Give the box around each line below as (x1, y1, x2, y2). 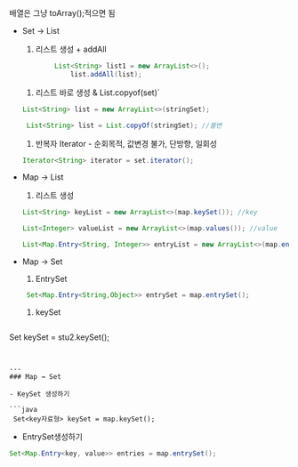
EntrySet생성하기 (21, 431, 83, 442)
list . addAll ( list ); (69, 69, 142, 78)
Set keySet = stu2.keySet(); (9, 332, 109, 342)
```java (9, 405, 38, 414)
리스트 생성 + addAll (35, 44, 107, 54)
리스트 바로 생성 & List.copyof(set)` (35, 87, 160, 98)
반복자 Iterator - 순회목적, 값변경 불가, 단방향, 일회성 (35, 138, 218, 149)
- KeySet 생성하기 (9, 390, 70, 399)
